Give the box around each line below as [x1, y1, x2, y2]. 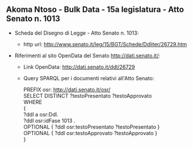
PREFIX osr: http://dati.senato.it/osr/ [23, 86, 111, 93]
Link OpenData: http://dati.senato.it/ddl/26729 [23, 63, 136, 70]
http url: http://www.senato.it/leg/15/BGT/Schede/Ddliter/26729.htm [23, 40, 187, 47]
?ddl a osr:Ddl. [23, 111, 59, 118]
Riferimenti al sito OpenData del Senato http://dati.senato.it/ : [14, 52, 160, 59]
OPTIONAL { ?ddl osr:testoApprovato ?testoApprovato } [23, 129, 158, 136]
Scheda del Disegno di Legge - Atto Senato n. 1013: [14, 29, 139, 36]
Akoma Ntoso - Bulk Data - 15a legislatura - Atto [6, 5, 184, 15]
